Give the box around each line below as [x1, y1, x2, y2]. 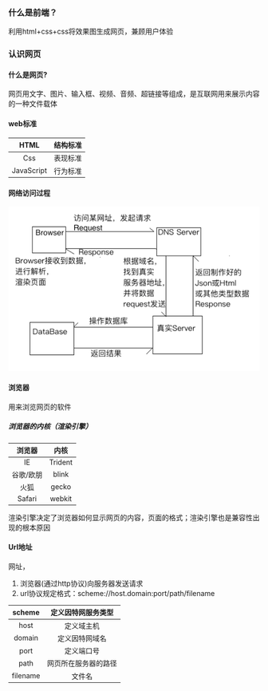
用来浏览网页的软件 [8, 401, 72, 412]
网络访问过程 [8, 188, 50, 197]
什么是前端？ [8, 6, 58, 18]
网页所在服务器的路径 [46, 658, 117, 668]
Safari [17, 494, 37, 503]
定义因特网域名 [57, 633, 107, 643]
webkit [49, 494, 73, 503]
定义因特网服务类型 [50, 608, 114, 618]
